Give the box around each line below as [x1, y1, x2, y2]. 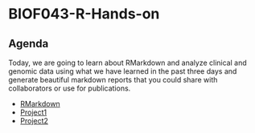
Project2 [19, 116, 48, 125]
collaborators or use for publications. [8, 83, 131, 93]
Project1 [19, 107, 47, 117]
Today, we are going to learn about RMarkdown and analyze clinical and [8, 58, 247, 67]
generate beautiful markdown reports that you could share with [8, 75, 218, 84]
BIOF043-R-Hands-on [8, 5, 160, 23]
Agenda [8, 37, 49, 50]
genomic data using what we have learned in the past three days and [8, 66, 237, 76]
